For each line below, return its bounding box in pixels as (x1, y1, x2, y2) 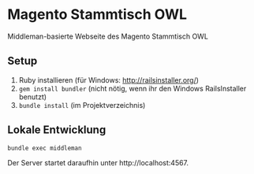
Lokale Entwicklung (7, 124, 106, 137)
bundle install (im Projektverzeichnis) (18, 100, 146, 109)
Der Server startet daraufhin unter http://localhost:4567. (7, 157, 189, 167)
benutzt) (18, 92, 47, 102)
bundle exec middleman (7, 144, 82, 152)
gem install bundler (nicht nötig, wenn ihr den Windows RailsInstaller (18, 83, 247, 93)
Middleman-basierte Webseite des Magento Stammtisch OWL (7, 31, 208, 41)
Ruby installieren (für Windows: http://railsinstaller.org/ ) (18, 75, 199, 84)
